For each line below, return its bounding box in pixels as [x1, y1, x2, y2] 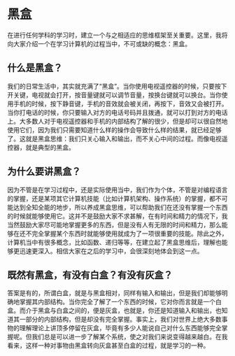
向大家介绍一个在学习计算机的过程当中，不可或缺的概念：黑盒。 [7, 39, 191, 48]
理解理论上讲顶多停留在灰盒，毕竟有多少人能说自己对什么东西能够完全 [19, 324, 222, 332]
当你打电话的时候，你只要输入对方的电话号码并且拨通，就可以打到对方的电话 [7, 108, 228, 116]
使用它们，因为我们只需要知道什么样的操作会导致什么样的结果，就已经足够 [7, 125, 222, 134]
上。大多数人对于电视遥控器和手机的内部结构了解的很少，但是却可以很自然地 [7, 117, 228, 125]
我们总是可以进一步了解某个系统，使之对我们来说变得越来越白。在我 [31, 333, 228, 341]
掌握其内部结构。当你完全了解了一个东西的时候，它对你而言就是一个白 [19, 298, 222, 306]
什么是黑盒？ [7, 62, 63, 74]
